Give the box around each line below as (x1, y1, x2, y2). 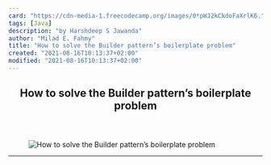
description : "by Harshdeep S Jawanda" (8, 27, 143, 35)
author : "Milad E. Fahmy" (8, 34, 95, 43)
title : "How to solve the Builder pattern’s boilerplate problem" (8, 42, 236, 50)
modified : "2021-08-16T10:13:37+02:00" (8, 57, 143, 65)
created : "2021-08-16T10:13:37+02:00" (8, 49, 139, 57)
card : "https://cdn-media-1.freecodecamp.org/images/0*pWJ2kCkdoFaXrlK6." (8, 11, 265, 20)
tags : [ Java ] (8, 19, 52, 27)
